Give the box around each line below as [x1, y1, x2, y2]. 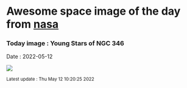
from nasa [6, 17, 59, 31]
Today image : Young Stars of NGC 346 [6, 39, 125, 48]
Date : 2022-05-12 [6, 53, 53, 61]
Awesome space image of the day [6, 4, 181, 18]
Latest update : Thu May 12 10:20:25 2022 [6, 76, 94, 82]
